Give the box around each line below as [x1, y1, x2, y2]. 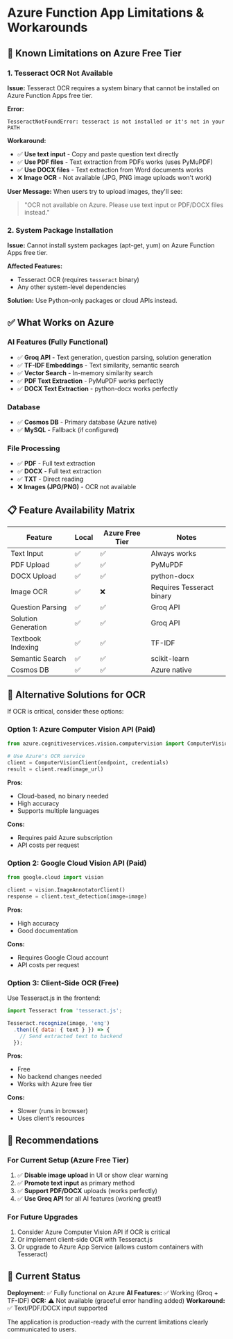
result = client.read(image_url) [7, 766, 104, 773]
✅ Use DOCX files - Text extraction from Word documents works [17, 165, 203, 174]
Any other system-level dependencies [17, 283, 126, 291]
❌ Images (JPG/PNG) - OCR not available [17, 483, 137, 491]
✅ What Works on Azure [7, 316, 114, 328]
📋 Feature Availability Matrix [7, 504, 135, 516]
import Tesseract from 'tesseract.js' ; [7, 1008, 123, 1014]
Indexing [10, 643, 40, 652]
